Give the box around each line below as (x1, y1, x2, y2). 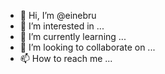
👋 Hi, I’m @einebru (19, 10, 97, 21)
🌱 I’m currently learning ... (19, 31, 127, 42)
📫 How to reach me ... (19, 53, 113, 64)
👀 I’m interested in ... (19, 20, 105, 32)
